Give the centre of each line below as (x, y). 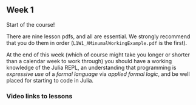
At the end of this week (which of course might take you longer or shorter (98, 55)
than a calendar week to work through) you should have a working (89, 61)
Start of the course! (31, 24)
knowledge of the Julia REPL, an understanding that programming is (91, 67)
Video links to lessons (39, 96)
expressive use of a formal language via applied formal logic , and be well (98, 74)
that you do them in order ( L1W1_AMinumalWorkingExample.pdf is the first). (97, 42)
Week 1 (20, 10)
